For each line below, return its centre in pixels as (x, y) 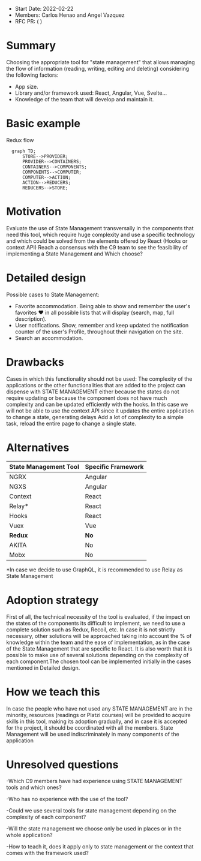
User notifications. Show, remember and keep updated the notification (102, 325)
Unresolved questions (62, 764)
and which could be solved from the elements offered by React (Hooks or (97, 241)
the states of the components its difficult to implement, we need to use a (96, 623)
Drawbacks (35, 362)
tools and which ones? (34, 787)
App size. (27, 86)
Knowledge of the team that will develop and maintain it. (84, 99)
